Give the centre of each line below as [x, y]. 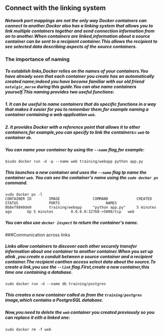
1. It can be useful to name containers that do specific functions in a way [81, 104]
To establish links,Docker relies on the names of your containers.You [77, 71]
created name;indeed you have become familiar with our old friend [75, 81]
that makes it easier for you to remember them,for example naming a [77, 109]
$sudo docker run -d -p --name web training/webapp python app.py [74, 162]
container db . [19, 137]
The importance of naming [37, 59]
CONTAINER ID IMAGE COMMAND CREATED [79, 199]
